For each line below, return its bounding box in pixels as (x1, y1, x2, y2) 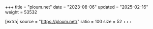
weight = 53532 (5, 9, 37, 15)
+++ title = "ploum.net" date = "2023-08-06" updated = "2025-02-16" (5, 4, 149, 10)
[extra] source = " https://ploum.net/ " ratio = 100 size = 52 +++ (5, 19, 132, 24)
